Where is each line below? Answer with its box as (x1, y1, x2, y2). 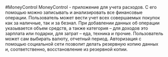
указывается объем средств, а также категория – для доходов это (5, 25, 148, 31)
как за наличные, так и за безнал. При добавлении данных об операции (5, 20, 159, 26)
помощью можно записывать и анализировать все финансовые (5, 9, 143, 15)
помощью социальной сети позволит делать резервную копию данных (5, 41, 159, 47)
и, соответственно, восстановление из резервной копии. (5, 47, 128, 52)
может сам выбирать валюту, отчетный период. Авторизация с (5, 36, 141, 42)
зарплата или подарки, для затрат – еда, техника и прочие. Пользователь (5, 31, 163, 36)
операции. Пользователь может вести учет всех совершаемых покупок (5, 15, 160, 20)
